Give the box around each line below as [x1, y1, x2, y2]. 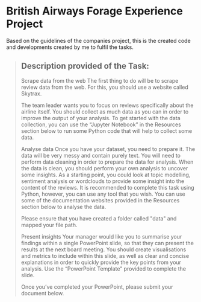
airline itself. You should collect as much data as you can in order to [20, 108, 189, 115]
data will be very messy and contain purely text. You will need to [20, 152, 181, 159]
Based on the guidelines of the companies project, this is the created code [6, 37, 191, 44]
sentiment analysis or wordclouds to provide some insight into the [20, 177, 185, 185]
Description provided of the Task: [20, 61, 149, 71]
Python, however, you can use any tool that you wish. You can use [20, 190, 185, 198]
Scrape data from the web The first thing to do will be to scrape [20, 77, 179, 84]
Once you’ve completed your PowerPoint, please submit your [20, 283, 173, 291]
